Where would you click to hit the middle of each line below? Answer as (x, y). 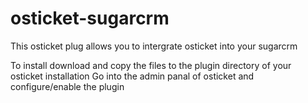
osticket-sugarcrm (90, 18)
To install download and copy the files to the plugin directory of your (151, 65)
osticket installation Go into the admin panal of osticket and (132, 76)
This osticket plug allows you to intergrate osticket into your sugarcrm (154, 46)
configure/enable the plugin (67, 86)
